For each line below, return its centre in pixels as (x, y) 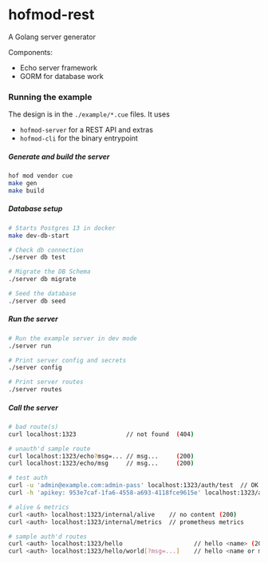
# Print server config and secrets (67, 360)
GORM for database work (61, 76)
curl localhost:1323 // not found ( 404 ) (101, 434)
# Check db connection (46, 250)
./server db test (37, 257)
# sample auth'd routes (48, 537)
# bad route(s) (33, 426)
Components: (31, 52)
